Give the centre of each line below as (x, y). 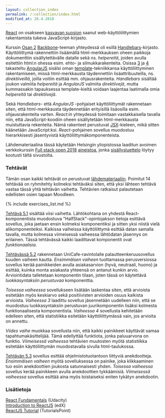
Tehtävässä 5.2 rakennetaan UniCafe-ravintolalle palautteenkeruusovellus (80, 254)
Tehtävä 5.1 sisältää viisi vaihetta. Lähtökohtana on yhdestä (65, 213)
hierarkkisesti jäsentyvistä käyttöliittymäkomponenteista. (63, 135)
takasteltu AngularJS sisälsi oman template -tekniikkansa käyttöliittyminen (80, 68)
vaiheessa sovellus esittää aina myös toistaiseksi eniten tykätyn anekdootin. (82, 377)
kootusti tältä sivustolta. (30, 155)
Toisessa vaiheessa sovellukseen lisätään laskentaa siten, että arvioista (78, 290)
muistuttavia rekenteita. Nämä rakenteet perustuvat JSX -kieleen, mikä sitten (82, 125)
